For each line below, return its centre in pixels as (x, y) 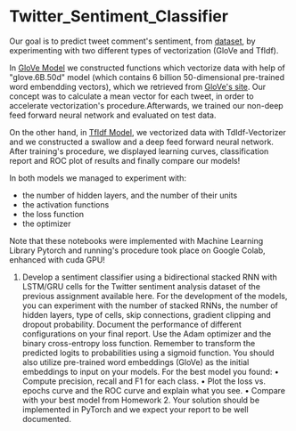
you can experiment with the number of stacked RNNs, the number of (150, 305)
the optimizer (46, 224)
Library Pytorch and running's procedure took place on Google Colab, (137, 250)
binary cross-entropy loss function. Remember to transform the (139, 343)
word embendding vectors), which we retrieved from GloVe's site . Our (138, 86)
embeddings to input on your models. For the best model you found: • (150, 371)
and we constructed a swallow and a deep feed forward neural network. (142, 142)
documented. (46, 419)
